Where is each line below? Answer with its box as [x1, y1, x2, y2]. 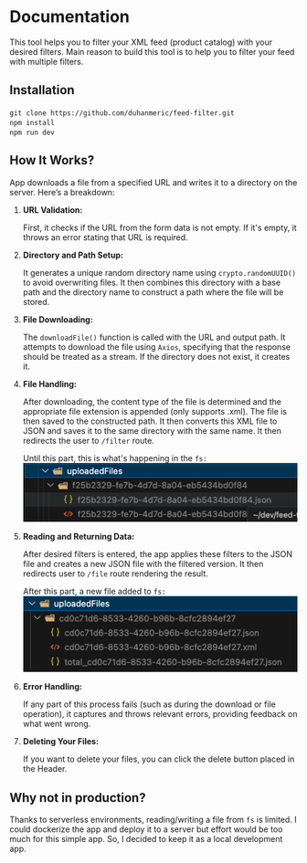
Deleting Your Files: [22, 736, 99, 747]
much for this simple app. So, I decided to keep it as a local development [9, 834, 283, 845]
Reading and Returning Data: [22, 531, 135, 542]
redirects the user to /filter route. [22, 435, 155, 446]
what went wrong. [22, 719, 91, 730]
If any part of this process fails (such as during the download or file [22, 699, 276, 710]
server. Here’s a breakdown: [9, 186, 115, 197]
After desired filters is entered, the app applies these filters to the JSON [22, 549, 293, 560]
